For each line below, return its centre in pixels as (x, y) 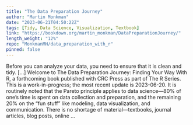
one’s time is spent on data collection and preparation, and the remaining (94, 97)
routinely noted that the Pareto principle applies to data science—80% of (94, 91)
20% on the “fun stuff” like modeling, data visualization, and (78, 103)
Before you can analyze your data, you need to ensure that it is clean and (94, 66)
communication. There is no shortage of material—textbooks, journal (89, 109)
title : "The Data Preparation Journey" (55, 11)
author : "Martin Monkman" (37, 17)
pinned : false (23, 50)
